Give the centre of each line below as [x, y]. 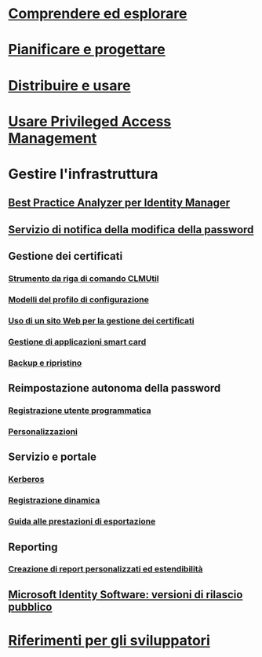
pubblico [30, 606]
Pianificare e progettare [87, 50]
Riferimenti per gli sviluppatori [109, 641]
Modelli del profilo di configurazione [78, 299]
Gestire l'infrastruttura [83, 174]
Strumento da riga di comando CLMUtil [84, 279]
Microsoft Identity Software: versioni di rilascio [126, 595]
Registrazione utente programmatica [80, 411]
